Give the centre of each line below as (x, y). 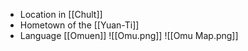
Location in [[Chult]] (61, 14)
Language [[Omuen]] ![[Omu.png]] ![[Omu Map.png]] (129, 35)
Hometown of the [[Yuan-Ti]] (79, 25)
